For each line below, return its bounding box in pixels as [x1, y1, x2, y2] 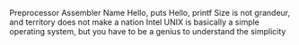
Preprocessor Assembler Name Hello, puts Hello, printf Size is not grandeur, [9, 8, 291, 18]
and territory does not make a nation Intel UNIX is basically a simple [9, 17, 260, 27]
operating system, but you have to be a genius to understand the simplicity [9, 26, 286, 36]
